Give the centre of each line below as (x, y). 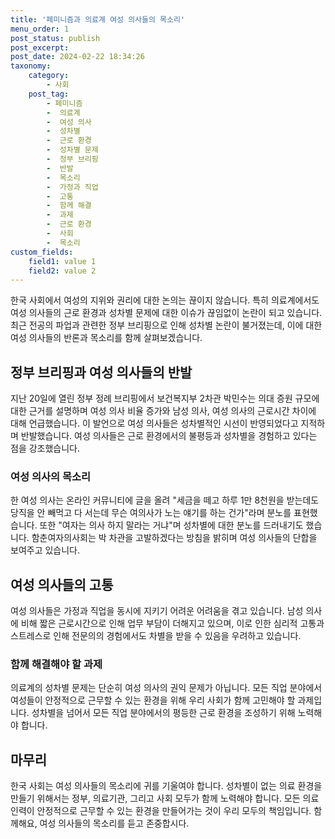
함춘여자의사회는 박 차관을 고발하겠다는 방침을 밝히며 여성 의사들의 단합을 (174, 538)
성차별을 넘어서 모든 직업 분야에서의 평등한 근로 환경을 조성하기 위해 (163, 713)
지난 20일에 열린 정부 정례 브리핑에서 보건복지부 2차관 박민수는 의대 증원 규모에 (165, 398)
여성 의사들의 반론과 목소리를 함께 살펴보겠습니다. (106, 338)
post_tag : (49, 94)
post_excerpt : (40, 47)
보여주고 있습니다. (45, 550)
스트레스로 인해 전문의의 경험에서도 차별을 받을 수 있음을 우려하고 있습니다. (156, 636)
